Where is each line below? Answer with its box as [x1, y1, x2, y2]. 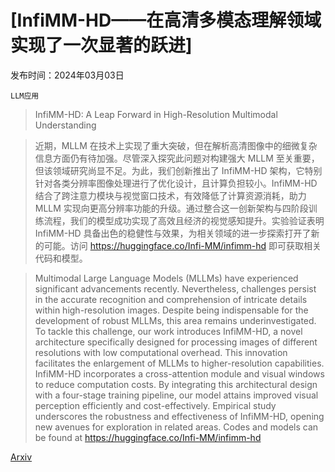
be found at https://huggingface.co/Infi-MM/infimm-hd [34, 431, 262, 443]
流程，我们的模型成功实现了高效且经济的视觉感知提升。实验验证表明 [43, 214, 325, 226]
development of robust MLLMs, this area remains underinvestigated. [34, 314, 317, 326]
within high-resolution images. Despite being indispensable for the [34, 304, 309, 316]
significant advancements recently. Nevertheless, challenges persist [34, 282, 317, 295]
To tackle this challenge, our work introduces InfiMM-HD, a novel [34, 325, 303, 337]
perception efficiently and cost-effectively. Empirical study [34, 399, 277, 411]
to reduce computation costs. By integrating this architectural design [34, 378, 318, 390]
